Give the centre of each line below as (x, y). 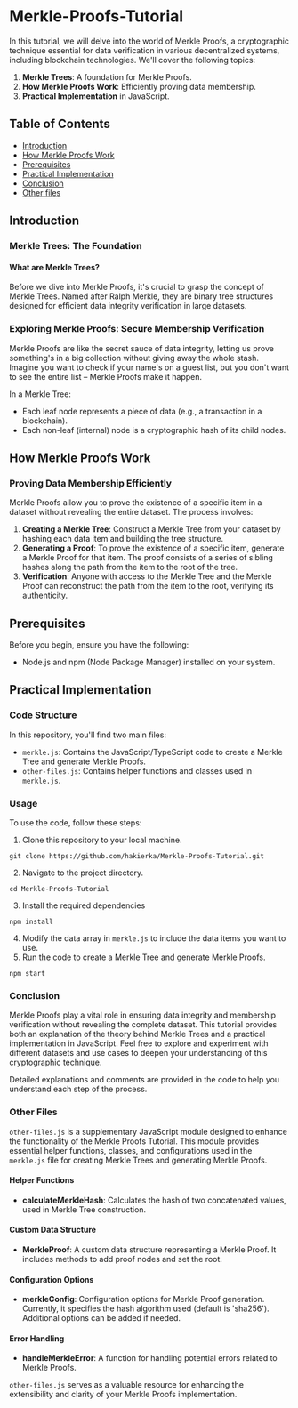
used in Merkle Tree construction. (84, 1209)
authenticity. (45, 595)
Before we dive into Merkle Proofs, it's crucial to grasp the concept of (137, 287)
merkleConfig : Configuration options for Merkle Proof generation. (143, 1299)
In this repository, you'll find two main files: (88, 735)
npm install (31, 922)
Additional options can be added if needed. (101, 1318)
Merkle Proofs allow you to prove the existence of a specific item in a (136, 503)
